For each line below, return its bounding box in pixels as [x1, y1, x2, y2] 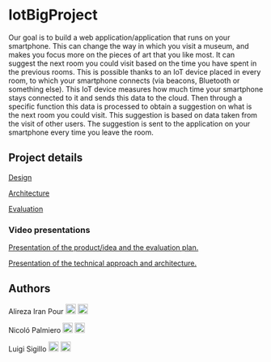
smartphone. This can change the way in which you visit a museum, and [8, 41, 249, 50]
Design [8, 172, 32, 182]
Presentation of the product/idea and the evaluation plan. [8, 243, 199, 252]
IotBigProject [8, 6, 99, 24]
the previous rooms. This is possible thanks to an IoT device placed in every [8, 67, 261, 76]
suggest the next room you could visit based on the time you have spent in [8, 58, 257, 68]
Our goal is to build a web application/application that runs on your [8, 32, 231, 42]
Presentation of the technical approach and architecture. [8, 258, 197, 269]
